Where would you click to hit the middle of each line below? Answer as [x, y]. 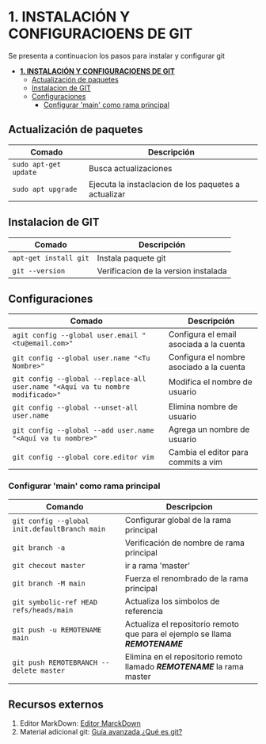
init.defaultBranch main [59, 528]
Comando [65, 506]
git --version [39, 271]
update [25, 172]
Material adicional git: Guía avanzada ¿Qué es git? [101, 732]
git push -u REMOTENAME [57, 630]
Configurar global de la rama [179, 520]
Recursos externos [56, 705]
